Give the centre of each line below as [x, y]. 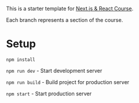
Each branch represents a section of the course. [65, 20]
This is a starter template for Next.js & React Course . [70, 9]
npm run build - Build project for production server [68, 82]
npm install [21, 59]
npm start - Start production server [49, 94]
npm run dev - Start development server [54, 70]
